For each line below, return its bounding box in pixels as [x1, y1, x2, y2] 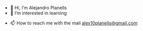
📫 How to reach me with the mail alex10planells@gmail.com [10, 20, 138, 26]
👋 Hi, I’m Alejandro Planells [10, 5, 67, 10]
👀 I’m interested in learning [10, 10, 67, 16]
